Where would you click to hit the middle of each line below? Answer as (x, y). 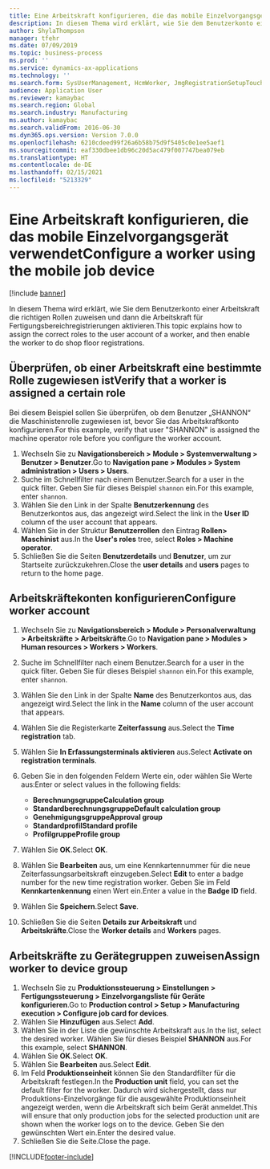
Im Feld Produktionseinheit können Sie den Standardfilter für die (128, 1073)
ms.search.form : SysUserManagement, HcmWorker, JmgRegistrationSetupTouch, (138, 83)
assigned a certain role (68, 393)
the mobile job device (82, 271)
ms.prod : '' (29, 61)
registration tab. (48, 736)
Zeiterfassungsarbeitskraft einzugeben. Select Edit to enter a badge (132, 874)
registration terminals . (58, 760)
